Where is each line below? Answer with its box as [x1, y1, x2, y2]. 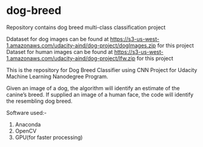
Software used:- [6, 109, 47, 116]
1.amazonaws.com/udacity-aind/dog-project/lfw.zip [6, 54, 136, 62]
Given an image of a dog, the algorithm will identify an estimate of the [6, 84, 180, 91]
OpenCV [15, 127, 37, 134]
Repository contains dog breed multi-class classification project [6, 24, 166, 31]
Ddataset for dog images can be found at [6, 35, 109, 42]
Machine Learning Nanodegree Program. [6, 73, 108, 80]
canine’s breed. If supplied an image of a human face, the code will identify [6, 91, 194, 98]
